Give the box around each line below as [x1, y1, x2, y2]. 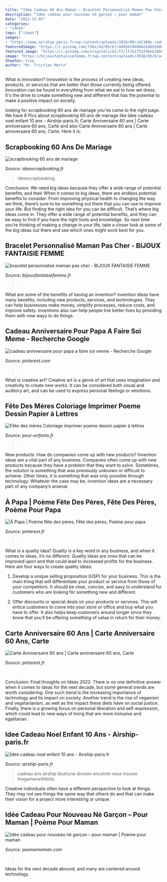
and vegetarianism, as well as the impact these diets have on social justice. [5, 700, 159, 706]
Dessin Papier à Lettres [5, 409, 79, 418]
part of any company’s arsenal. [5, 484, 69, 490]
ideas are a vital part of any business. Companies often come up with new [5, 457, 157, 463]
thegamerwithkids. [17, 776, 56, 782]
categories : [5, 21, 30, 26]
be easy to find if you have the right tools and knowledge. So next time [5, 216, 150, 222]
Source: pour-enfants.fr [5, 432, 54, 438]
